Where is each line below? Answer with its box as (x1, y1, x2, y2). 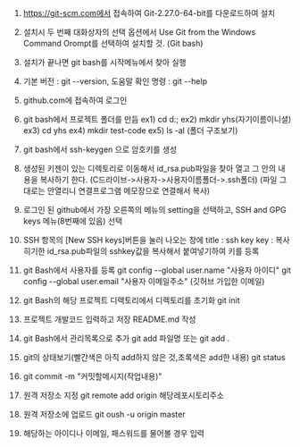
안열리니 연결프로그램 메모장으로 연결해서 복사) (46, 186, 211, 196)
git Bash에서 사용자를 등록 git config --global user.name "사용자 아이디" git (22, 265, 291, 275)
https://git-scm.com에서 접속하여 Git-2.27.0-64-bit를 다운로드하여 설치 (22, 8, 276, 18)
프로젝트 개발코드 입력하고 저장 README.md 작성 (22, 314, 196, 325)
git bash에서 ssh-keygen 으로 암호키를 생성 (22, 144, 178, 155)
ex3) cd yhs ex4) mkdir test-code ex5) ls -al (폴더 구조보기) (22, 125, 238, 136)
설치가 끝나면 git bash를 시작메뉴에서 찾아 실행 (22, 57, 187, 67)
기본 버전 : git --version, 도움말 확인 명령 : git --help (22, 76, 208, 87)
